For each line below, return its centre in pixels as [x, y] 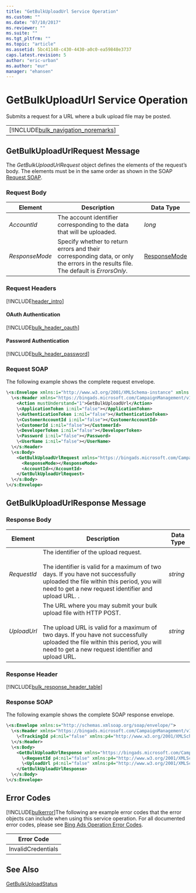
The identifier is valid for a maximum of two [102, 567]
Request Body [26, 192]
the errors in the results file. [95, 264]
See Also [22, 870]
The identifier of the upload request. [92, 552]
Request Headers [31, 288]
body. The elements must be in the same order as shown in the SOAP [90, 171]
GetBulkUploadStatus [32, 884]
